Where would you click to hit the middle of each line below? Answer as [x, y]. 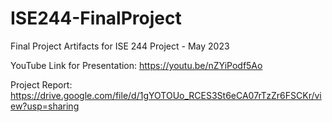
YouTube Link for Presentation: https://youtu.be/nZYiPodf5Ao [136, 65]
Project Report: [41, 84]
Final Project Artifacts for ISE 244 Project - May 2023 [120, 46]
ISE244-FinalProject [96, 18]
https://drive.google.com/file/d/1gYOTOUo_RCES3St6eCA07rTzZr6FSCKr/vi [166, 95]
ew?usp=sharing [45, 106]
